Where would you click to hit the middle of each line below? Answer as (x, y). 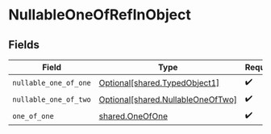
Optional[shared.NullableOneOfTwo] (168, 99)
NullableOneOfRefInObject (100, 15)
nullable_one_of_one (52, 83)
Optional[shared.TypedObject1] (159, 82)
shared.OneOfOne (133, 116)
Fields (24, 45)
